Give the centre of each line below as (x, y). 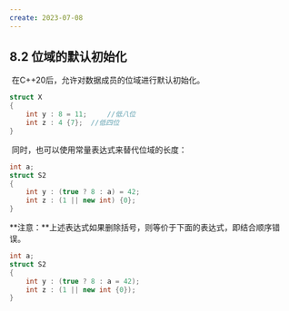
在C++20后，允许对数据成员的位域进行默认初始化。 (108, 80)
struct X (26, 97)
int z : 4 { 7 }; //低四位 (73, 123)
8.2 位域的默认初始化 (68, 57)
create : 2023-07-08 (46, 18)
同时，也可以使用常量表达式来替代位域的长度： (99, 150)
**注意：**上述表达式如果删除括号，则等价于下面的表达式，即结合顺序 (141, 228)
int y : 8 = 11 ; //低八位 (81, 114)
